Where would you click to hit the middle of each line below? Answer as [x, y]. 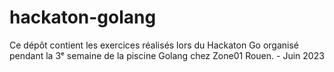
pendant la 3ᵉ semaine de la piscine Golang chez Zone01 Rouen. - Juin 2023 [167, 55]
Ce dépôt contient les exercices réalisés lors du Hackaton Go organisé [154, 45]
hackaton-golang [83, 17]
